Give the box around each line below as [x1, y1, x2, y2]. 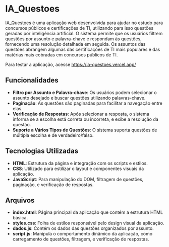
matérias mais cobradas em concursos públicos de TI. [5, 51, 118, 58]
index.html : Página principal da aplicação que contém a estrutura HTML [12, 209, 163, 215]
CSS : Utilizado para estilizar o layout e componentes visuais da [12, 166, 144, 172]
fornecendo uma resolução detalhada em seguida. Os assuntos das [5, 41, 146, 47]
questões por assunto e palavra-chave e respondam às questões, [5, 36, 142, 42]
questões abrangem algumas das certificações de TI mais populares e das [5, 46, 160, 52]
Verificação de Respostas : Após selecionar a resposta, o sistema [12, 111, 150, 117]
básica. [12, 215, 28, 221]
